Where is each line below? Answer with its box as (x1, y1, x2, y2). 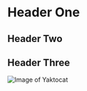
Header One (7, 4, 81, 21)
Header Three (7, 56, 71, 68)
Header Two (7, 33, 63, 45)
